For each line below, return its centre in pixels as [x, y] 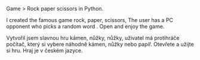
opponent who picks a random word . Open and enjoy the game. [85, 26]
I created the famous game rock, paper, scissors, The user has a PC [90, 20]
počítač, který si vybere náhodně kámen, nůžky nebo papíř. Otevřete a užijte [100, 44]
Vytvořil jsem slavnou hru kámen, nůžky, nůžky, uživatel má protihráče [93, 38]
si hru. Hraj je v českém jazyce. [44, 50]
